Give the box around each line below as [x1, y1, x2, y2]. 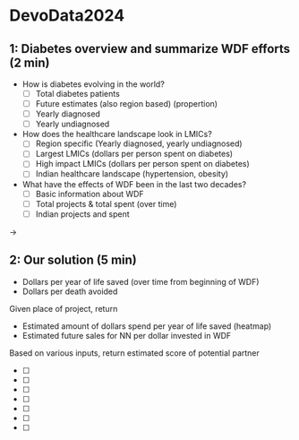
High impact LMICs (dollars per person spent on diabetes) [35, 159, 251, 169]
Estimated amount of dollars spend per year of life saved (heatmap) [21, 320, 272, 332]
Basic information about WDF [35, 188, 145, 199]
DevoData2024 [9, 5, 125, 26]
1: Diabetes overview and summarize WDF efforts [9, 41, 291, 56]
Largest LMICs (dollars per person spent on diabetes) [35, 149, 234, 160]
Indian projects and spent [35, 208, 130, 220]
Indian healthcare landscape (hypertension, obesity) [35, 168, 229, 179]
